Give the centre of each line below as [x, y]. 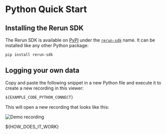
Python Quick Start [46, 9]
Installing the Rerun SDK [45, 28]
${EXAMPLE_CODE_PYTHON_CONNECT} [39, 97]
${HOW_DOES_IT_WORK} [32, 126]
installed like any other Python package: [47, 46]
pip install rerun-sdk [29, 55]
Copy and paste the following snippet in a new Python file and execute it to [83, 82]
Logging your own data [42, 71]
